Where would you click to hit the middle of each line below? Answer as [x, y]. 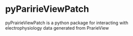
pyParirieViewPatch [47, 9]
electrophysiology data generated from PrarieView [57, 28]
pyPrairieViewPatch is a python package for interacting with [67, 23]
